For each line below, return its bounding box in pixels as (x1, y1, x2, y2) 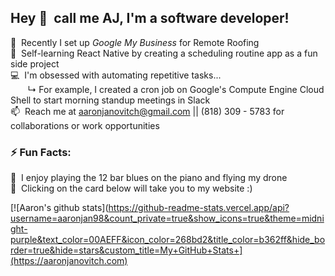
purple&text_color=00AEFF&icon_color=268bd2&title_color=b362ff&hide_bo (10, 234, 326, 246)
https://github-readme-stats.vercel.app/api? (108, 202, 290, 214)
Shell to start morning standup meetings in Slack (10, 94, 211, 106)
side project (10, 57, 60, 70)
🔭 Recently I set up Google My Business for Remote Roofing (10, 36, 260, 48)
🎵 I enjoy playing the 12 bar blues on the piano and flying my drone (10, 172, 288, 184)
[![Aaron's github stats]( (10, 202, 109, 214)
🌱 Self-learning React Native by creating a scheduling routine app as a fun (10, 47, 318, 59)
